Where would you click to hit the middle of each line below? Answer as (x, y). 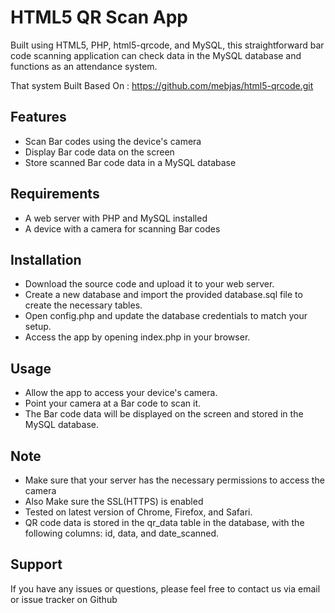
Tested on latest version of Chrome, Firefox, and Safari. (138, 512)
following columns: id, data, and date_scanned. (122, 533)
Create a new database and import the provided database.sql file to (163, 295)
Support (36, 564)
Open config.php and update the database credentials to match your (166, 316)
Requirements (55, 194)
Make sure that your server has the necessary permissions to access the (174, 480)
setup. (38, 327)
